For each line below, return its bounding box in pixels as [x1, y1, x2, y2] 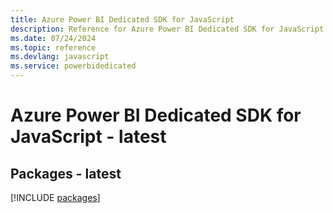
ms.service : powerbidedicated [10, 61, 137, 71]
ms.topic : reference [10, 42, 97, 53]
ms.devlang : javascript [10, 52, 110, 62]
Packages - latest [10, 165, 122, 182]
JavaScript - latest [10, 126, 167, 148]
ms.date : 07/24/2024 [10, 33, 97, 43]
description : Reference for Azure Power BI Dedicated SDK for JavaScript [10, 24, 325, 34]
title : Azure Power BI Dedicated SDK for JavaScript [10, 14, 235, 25]
